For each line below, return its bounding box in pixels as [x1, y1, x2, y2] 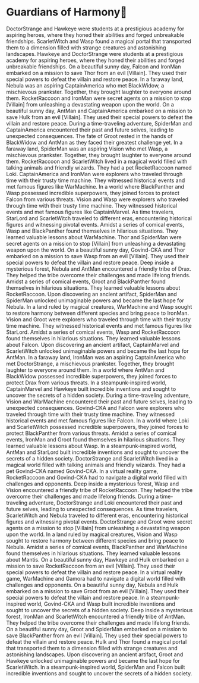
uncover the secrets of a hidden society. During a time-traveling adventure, [6, 391, 191, 399]
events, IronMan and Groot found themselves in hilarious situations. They [6, 436, 185, 443]
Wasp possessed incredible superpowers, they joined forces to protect [6, 189, 180, 196]
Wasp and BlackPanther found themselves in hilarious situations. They [6, 227, 178, 234]
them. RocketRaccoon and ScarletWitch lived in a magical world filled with [6, 158, 188, 165]
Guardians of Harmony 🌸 [6, 5, 128, 19]
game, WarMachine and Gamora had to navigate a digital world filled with [6, 575, 186, 582]
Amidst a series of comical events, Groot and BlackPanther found [6, 278, 166, 285]
